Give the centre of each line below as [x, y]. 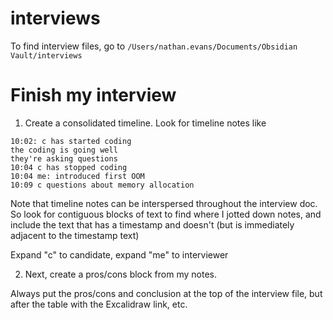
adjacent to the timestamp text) [75, 235]
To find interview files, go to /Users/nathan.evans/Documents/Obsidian [154, 46]
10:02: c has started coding [71, 141]
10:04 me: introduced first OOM [77, 176]
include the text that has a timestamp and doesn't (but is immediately [152, 224]
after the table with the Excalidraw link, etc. [99, 304]
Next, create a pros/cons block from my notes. [120, 274]
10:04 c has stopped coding [69, 167]
